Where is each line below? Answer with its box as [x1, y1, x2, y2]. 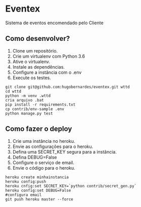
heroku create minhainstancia [5, 175, 69, 180]
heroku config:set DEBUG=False [5, 188, 71, 193]
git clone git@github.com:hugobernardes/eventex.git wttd [5, 84, 130, 89]
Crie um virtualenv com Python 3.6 [12, 53, 85, 59]
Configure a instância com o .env [12, 69, 82, 75]
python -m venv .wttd [5, 93, 51, 98]
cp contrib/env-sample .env [5, 107, 65, 112]
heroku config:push [5, 179, 46, 184]
